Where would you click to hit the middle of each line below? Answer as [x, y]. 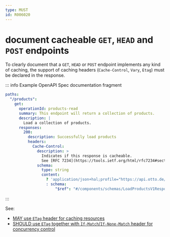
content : [50, 175]
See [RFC [50, 160]
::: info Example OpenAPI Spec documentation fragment [63, 85]
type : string [55, 170]
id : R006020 [18, 15]
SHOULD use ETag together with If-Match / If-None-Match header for [83, 223]
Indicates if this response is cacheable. [87, 156]
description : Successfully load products [72, 137]
